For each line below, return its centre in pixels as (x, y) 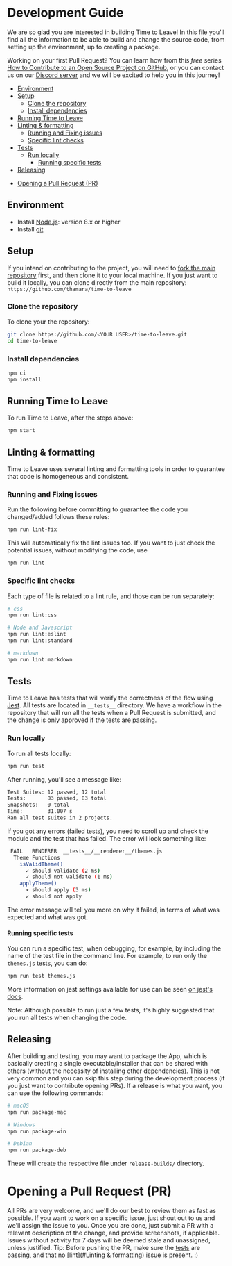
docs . (15, 997)
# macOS (18, 1105)
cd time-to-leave (32, 341)
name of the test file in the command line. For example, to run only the (107, 956)
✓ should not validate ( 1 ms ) (69, 877)
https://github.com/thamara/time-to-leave (69, 289)
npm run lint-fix (32, 529)
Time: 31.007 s (40, 812)
